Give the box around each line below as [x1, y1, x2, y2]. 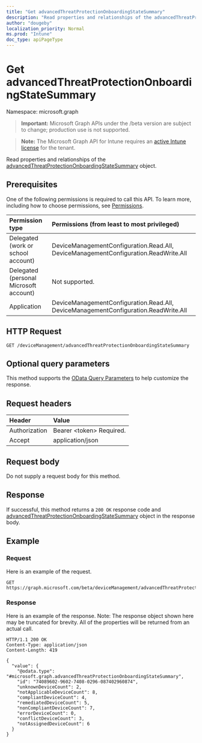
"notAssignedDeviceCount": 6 [17, 721, 90, 727]
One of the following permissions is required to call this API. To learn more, [6, 195, 192, 203]
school [9, 249, 29, 257]
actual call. [6, 625, 33, 632]
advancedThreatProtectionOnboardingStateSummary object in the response [6, 512, 195, 519]
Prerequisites [6, 180, 58, 190]
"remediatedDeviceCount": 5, [17, 700, 90, 706]
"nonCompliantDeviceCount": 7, [17, 705, 96, 711]
